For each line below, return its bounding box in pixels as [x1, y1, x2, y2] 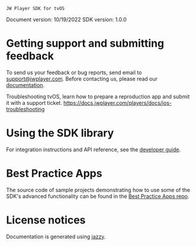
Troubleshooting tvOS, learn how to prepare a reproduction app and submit [6, 92, 190, 100]
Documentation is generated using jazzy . [6, 233, 106, 240]
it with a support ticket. [6, 99, 62, 106]
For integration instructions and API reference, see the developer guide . [6, 146, 181, 153]
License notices [6, 213, 86, 226]
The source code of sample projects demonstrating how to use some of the [6, 186, 191, 193]
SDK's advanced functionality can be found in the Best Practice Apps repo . [6, 193, 189, 200]
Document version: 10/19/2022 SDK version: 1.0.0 [6, 16, 127, 23]
